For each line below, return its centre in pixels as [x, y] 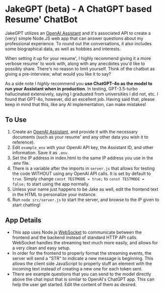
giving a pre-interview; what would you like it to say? [58, 74]
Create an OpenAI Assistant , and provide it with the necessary [75, 132]
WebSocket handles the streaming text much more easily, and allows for [85, 242]
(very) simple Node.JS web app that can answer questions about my [74, 38]
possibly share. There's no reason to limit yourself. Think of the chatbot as [80, 69]
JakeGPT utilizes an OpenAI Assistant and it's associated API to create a [78, 33]
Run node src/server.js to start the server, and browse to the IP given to [86, 200]
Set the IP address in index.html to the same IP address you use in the [82, 158]
